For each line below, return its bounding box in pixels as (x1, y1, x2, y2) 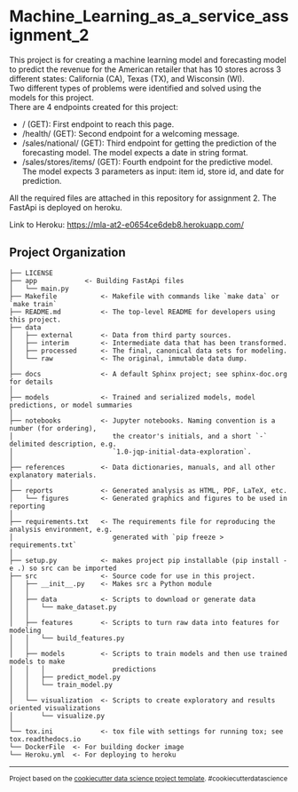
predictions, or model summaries (9, 400, 133, 409)
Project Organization (9, 245, 126, 260)
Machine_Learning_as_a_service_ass (9, 6, 289, 27)
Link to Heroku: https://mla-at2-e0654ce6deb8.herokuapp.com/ (9, 219, 244, 230)
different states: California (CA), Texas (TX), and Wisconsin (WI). (9, 73, 246, 83)
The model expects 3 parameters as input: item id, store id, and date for (21, 166, 285, 177)
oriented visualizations (9, 703, 101, 712)
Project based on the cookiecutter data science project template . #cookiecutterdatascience (9, 774, 288, 783)
